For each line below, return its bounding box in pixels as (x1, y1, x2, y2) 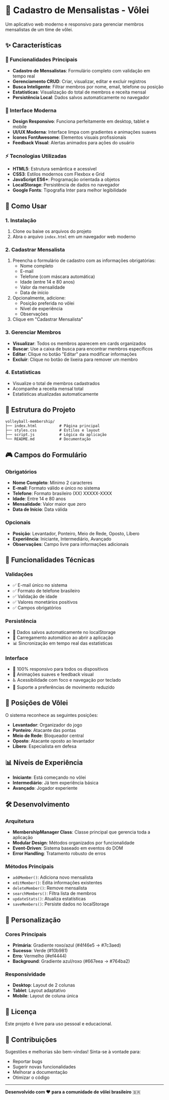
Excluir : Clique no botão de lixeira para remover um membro (12, 356, 138, 362)
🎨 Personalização (5, 915, 61, 924)
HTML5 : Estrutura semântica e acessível (12, 166, 97, 172)
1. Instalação (5, 217, 37, 224)
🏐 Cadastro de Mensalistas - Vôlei (5, 5, 149, 16)
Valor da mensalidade (20, 284, 65, 291)
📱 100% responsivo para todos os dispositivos (12, 666, 109, 672)
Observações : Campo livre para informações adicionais (12, 541, 129, 547)
